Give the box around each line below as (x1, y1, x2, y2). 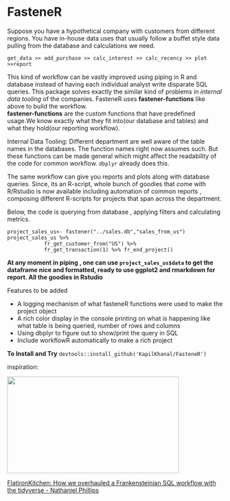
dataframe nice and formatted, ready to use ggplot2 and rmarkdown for (7, 265, 216, 274)
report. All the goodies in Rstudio (7, 273, 103, 281)
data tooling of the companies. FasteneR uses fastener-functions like (7, 94, 206, 103)
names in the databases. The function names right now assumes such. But (7, 144, 218, 153)
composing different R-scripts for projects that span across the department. (7, 194, 222, 203)
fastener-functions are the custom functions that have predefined (7, 109, 196, 118)
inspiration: (7, 362, 39, 371)
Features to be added (7, 286, 68, 294)
